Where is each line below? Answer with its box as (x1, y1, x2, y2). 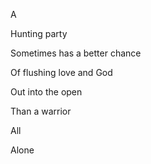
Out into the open (10, 86, 83, 98)
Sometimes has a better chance (10, 47, 142, 59)
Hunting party (10, 28, 68, 39)
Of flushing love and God (10, 67, 113, 78)
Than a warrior (10, 105, 72, 117)
